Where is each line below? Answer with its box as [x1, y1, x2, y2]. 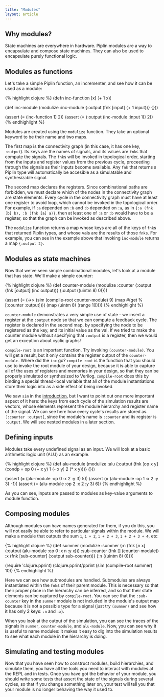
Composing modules [5, 510, 70, 518]
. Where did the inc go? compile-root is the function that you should [18, 357, 156, 363]
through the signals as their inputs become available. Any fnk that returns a [5, 164, 157, 170]
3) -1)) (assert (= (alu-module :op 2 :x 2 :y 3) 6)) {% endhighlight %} [5, 481, 142, 487]
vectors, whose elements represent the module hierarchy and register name [5, 403, 158, 409]
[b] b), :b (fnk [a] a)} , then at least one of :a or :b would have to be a [5, 210, 153, 216]
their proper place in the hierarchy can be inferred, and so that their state [5, 587, 153, 593]
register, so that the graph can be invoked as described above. [5, 215, 132, 221]
